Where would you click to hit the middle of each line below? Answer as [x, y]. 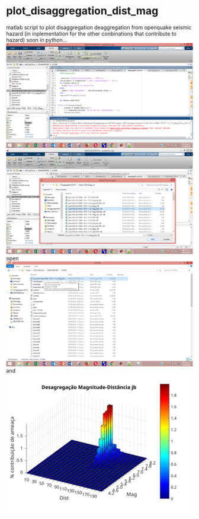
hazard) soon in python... [37, 40]
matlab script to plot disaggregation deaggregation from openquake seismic [99, 27]
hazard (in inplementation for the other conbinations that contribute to [91, 33]
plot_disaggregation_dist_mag [82, 11]
